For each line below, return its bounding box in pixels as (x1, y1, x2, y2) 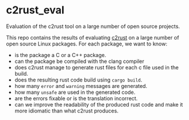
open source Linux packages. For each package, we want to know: (6, 40, 168, 47)
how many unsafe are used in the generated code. (14, 89, 136, 96)
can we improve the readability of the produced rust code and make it (14, 101, 183, 108)
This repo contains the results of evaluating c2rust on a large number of (6, 34, 180, 41)
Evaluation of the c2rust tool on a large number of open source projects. (6, 23, 180, 30)
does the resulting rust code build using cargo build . (14, 76, 142, 83)
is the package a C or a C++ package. (14, 51, 106, 58)
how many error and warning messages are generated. (14, 82, 147, 89)
